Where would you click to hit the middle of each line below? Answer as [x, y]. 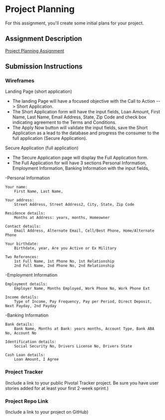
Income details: [22, 297]
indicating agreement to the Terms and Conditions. [64, 122]
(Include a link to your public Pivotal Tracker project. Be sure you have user [82, 383]
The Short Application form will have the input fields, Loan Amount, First [86, 112]
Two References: [22, 257]
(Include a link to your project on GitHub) [47, 412]
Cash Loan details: [25, 355]
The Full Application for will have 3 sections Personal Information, [79, 163]
